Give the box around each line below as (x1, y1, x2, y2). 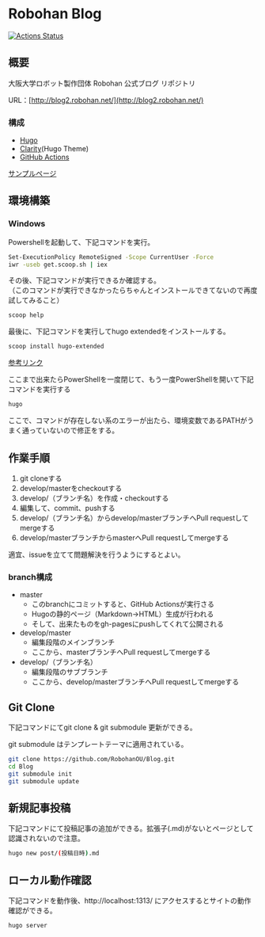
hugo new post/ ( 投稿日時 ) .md (8, 849, 100, 858)
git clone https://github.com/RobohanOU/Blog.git (8, 756, 176, 764)
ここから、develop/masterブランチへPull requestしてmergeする (31, 677, 240, 687)
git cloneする (19, 473, 62, 483)
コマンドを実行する (8, 385, 71, 394)
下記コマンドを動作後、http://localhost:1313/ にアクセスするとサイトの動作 (8, 896, 252, 905)
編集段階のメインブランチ (31, 638, 115, 647)
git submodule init (8, 770, 73, 778)
